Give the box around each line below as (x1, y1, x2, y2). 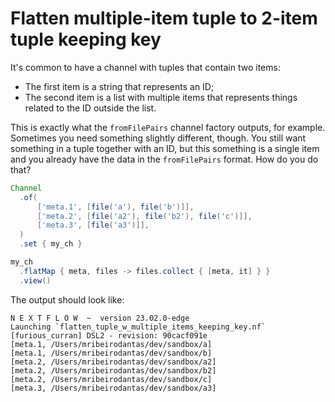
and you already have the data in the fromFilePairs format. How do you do (10, 153, 319, 165)
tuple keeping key (10, 28, 162, 51)
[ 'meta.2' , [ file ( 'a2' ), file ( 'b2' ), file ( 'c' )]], (36, 211, 253, 221)
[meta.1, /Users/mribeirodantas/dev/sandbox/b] (10, 348, 213, 358)
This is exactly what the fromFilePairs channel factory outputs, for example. (10, 121, 326, 133)
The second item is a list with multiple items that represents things (24, 91, 298, 103)
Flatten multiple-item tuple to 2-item (10, 7, 318, 30)
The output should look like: (10, 293, 125, 306)
